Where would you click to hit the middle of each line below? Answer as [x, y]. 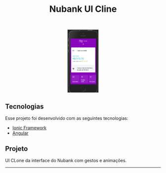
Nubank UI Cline [83, 9]
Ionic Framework [29, 128]
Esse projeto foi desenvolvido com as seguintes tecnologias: [67, 118]
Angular [20, 133]
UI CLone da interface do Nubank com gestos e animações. [66, 160]
